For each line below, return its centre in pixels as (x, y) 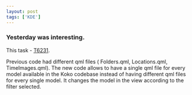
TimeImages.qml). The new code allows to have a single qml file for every (96, 67)
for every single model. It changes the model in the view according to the (95, 80)
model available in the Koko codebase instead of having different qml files (96, 74)
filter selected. (24, 86)
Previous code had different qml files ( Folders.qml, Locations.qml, (87, 62)
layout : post (22, 11)
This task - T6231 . (28, 50)
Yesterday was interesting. (45, 38)
